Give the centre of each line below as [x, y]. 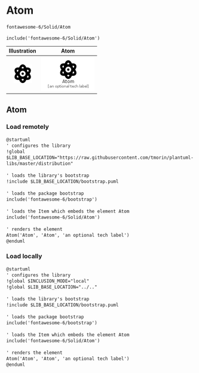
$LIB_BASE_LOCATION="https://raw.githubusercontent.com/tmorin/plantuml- [100, 158]
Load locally [24, 256]
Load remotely [28, 127]
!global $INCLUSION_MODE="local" [48, 281]
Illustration [23, 51]
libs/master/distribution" [40, 164]
